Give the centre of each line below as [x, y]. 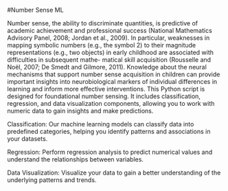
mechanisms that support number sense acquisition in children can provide [114, 74]
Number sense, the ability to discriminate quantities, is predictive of [102, 23]
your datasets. [27, 139]
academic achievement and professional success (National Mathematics [110, 31]
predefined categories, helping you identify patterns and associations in [109, 131]
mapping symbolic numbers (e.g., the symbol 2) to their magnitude [102, 45]
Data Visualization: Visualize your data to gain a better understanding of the [114, 172]
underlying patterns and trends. [52, 180]
